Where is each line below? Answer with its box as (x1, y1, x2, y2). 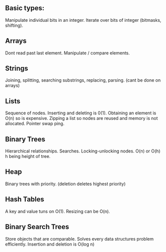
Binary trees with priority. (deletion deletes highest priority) (5, 181, 126, 187)
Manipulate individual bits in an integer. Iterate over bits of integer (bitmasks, (5, 17, 162, 23)
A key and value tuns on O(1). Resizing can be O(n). (5, 208, 111, 214)
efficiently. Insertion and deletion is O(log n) (5, 241, 95, 247)
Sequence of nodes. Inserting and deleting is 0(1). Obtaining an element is (5, 110, 157, 116)
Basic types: (5, 4, 45, 12)
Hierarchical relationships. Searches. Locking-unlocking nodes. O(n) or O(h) (5, 148, 161, 154)
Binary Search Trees (5, 223, 69, 231)
